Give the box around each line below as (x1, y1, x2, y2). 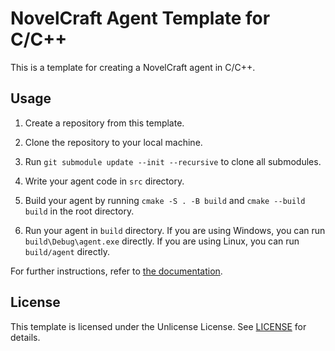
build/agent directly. (24, 245, 110, 257)
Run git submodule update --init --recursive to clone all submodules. (24, 155, 322, 167)
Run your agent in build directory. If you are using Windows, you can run (24, 224, 326, 236)
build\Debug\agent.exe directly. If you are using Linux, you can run (24, 235, 300, 247)
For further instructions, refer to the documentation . (10, 265, 223, 277)
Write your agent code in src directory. (24, 175, 185, 187)
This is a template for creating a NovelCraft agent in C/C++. (10, 61, 256, 73)
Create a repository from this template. (24, 117, 185, 129)
